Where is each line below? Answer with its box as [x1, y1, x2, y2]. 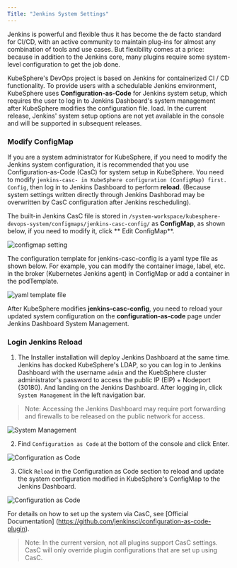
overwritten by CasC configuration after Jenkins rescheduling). [7, 198, 191, 206]
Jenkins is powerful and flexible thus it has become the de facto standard [7, 30, 221, 38]
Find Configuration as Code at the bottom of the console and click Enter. [17, 440, 230, 448]
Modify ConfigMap [7, 136, 74, 146]
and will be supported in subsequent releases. [7, 118, 142, 128]
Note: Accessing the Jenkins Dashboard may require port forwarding [24, 405, 226, 413]
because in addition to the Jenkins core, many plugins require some [7, 52, 205, 61]
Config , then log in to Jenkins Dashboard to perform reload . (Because [7, 182, 211, 191]
